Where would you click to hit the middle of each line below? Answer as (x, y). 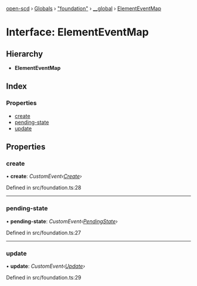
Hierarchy (25, 54)
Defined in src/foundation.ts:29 (44, 277)
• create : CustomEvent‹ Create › (44, 176)
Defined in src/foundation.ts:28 (44, 188)
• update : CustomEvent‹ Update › (46, 266)
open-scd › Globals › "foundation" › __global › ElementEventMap (84, 9)
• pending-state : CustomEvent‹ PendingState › (62, 221)
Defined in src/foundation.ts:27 (43, 233)
